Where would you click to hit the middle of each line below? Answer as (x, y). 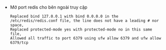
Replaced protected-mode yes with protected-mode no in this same (81, 29)
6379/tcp (19, 42)
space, (17, 25)
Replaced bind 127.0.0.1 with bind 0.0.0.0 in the (64, 16)
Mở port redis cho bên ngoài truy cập (49, 7)
